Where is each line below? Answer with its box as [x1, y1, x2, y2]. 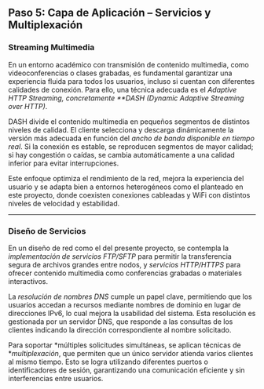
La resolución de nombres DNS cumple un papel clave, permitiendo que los [8, 292, 253, 301]
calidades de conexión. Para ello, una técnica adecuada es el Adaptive [8, 85, 237, 94]
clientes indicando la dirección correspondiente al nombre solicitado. [8, 325, 232, 334]
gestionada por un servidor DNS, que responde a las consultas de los [8, 317, 233, 326]
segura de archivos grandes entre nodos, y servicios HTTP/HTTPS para [8, 260, 241, 269]
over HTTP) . [8, 101, 48, 111]
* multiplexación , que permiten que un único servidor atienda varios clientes [8, 348, 254, 358]
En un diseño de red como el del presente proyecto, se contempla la [8, 243, 229, 253]
